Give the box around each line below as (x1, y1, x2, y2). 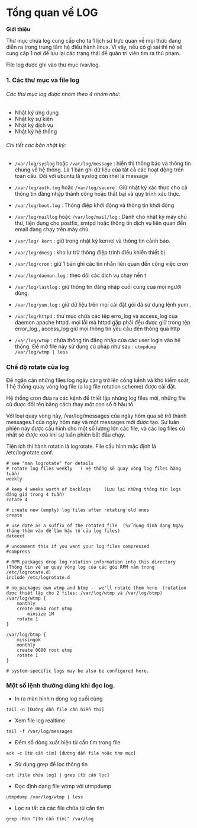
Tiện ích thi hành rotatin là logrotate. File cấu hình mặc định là (6, 442, 157, 450)
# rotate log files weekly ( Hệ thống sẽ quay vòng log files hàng (6, 466, 182, 472)
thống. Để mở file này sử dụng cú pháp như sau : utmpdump (14, 343, 157, 350)
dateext (6, 533, 25, 539)
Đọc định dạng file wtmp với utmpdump (14, 782, 112, 789)
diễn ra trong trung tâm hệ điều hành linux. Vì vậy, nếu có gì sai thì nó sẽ (6, 43, 183, 50)
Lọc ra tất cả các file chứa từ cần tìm (14, 804, 105, 811)
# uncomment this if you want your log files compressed (6, 543, 150, 549)
